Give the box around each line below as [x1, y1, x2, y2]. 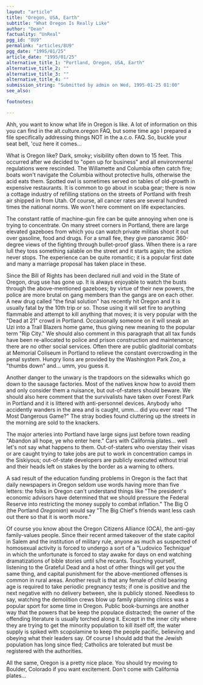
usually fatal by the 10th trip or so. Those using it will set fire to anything [6, 304, 186, 311]
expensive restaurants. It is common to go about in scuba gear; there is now [6, 184, 196, 191]
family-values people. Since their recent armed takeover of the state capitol [6, 531, 195, 538]
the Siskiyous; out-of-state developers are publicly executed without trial [6, 456, 188, 464]
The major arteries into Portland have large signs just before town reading [6, 430, 191, 438]
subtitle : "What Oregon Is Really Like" [6, 20, 110, 26]
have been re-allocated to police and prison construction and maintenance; [6, 336, 195, 343]
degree [6, 241, 24, 248]
